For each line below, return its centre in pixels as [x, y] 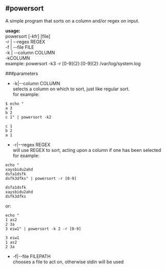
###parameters [22, 73]
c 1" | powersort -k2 [28, 117]
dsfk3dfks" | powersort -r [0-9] [41, 178]
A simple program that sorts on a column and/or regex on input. [72, 21]
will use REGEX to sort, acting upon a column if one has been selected [87, 150]
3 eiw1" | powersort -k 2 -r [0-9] [43, 229]
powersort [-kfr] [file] [28, 36]
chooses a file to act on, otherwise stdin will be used [68, 262]
